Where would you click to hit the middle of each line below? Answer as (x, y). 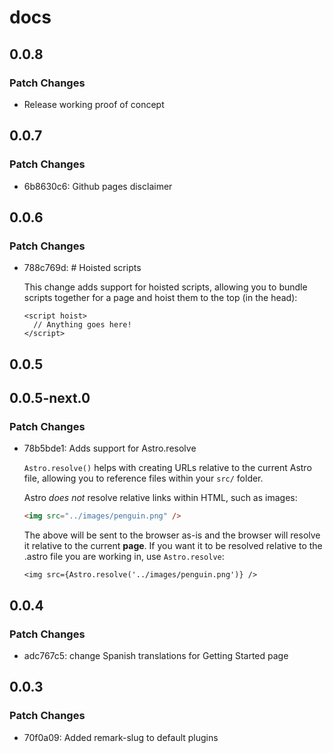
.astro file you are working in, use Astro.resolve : (124, 557)
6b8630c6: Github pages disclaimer (98, 186)
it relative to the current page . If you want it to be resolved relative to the (173, 546)
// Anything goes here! (82, 325)
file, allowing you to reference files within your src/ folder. (143, 478)
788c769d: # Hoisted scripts (82, 268)
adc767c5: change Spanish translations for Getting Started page (156, 655)
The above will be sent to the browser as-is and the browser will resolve (172, 535)
